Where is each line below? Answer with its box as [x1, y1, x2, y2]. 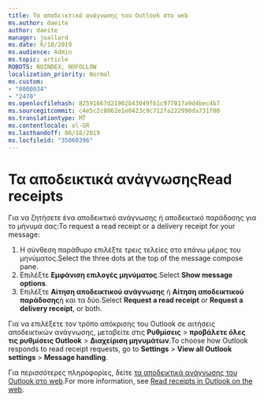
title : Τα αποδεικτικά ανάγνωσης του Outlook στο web [8, 11, 189, 20]
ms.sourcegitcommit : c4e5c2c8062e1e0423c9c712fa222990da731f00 [8, 107, 221, 115]
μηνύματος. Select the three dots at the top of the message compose [19, 253, 244, 263]
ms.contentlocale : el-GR [8, 122, 90, 129]
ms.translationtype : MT [8, 114, 87, 122]
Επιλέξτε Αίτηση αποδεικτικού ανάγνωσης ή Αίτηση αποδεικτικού [19, 287, 244, 297]
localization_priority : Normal [8, 70, 111, 78]
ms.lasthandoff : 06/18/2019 [8, 129, 101, 137]
